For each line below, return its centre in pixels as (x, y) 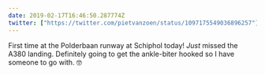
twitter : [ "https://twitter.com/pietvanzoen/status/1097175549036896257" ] (134, 23)
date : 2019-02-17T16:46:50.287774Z (67, 15)
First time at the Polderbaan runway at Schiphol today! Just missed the (123, 45)
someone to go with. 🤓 (45, 62)
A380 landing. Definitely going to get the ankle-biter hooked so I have (121, 54)
